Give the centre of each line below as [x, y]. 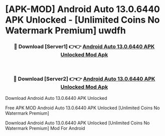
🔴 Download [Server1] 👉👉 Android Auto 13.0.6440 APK [84, 47]
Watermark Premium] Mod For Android [45, 128]
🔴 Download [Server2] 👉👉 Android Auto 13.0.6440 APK [84, 79]
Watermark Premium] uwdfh [66, 31]
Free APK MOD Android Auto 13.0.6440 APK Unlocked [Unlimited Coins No [82, 108]
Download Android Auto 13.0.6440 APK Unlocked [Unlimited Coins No [77, 123]
